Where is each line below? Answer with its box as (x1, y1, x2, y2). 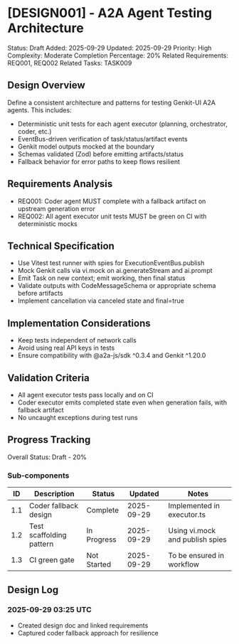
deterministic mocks (17, 219, 78, 228)
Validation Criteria (7, 372, 90, 384)
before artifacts (17, 289, 63, 298)
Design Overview (7, 80, 85, 92)
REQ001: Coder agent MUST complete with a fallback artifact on (17, 197, 206, 205)
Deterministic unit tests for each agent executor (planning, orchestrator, (17, 119, 228, 128)
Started (86, 559, 112, 569)
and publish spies (168, 535, 227, 544)
